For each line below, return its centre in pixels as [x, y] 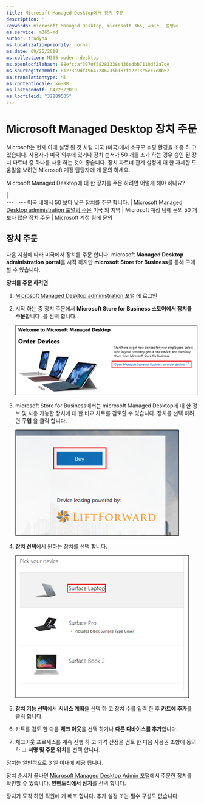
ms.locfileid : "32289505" [39, 97]
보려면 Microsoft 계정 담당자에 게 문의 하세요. [76, 170]
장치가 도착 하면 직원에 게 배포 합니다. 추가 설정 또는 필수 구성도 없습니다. [93, 796]
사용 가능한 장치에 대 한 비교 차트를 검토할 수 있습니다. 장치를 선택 [106, 413]
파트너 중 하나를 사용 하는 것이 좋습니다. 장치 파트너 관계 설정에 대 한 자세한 [101, 162]
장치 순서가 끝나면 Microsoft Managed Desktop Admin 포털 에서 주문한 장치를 [99, 776]
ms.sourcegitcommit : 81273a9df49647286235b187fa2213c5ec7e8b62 [88, 71]
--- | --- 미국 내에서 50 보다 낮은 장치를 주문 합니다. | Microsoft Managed [94, 202]
